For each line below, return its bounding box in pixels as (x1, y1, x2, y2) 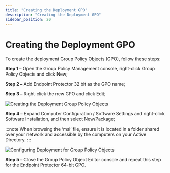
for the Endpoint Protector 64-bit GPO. (5, 162, 86, 168)
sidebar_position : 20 (5, 17, 51, 22)
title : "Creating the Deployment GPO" (5, 7, 88, 13)
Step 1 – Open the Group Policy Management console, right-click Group (5, 66, 155, 72)
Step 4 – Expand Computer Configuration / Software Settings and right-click (5, 111, 165, 117)
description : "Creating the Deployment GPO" (5, 12, 101, 17)
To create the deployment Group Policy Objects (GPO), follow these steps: (5, 56, 161, 62)
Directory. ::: (5, 137, 32, 143)
